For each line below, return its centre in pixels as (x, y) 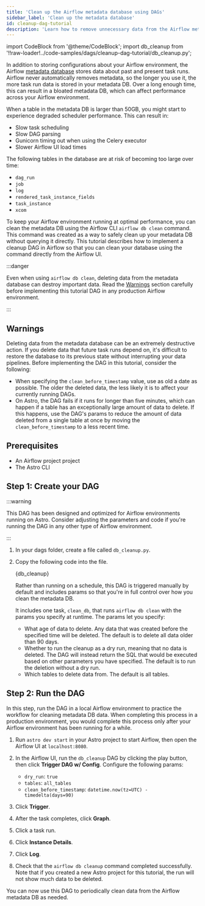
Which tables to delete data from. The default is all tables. (97, 674)
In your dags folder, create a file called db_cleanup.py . (83, 550)
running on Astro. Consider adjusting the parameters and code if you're (96, 519)
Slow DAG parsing (38, 134)
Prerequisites (32, 446)
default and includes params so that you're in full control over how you (104, 592)
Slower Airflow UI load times (51, 147)
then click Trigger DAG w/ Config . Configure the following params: (99, 764)
